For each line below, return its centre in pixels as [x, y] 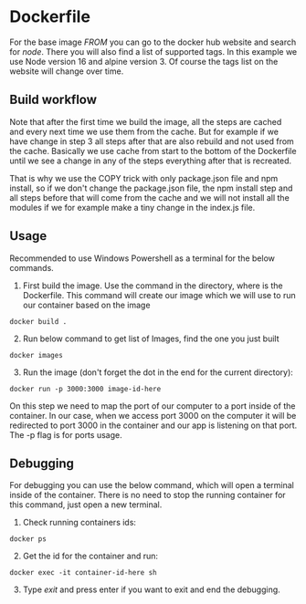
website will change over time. [67, 71]
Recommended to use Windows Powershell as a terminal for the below [142, 258]
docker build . [38, 321]
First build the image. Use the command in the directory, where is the [153, 286]
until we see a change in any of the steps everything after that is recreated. [151, 161]
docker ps [28, 539]
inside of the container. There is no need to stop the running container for [148, 495]
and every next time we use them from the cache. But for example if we [144, 131]
